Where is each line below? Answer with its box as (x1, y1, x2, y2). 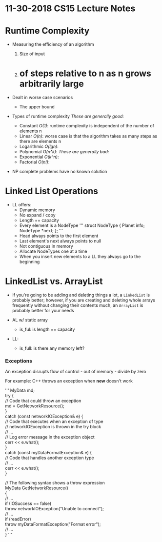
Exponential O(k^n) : (19, 154, 60, 160)
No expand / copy (19, 212, 56, 218)
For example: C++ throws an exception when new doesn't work (5, 378, 133, 384)
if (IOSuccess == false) (5, 501, 52, 506)
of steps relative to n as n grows (19, 68, 151, 79)
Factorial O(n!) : (19, 159, 50, 165)
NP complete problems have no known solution (12, 169, 107, 175)
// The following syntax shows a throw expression (5, 480, 105, 486)
